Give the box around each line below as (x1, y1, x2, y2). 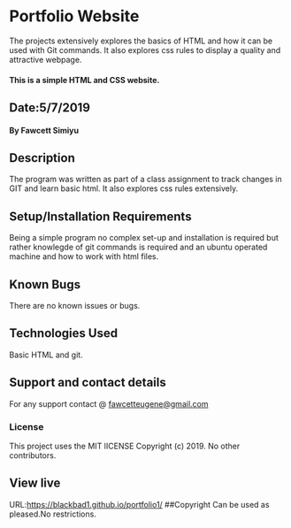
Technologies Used (9, 325, 118, 341)
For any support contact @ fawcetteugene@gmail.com (9, 398, 209, 409)
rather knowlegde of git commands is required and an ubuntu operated (9, 241, 268, 253)
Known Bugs (9, 277, 81, 292)
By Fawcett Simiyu (9, 125, 80, 135)
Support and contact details (9, 375, 166, 390)
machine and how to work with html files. (9, 251, 159, 262)
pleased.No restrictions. (9, 509, 97, 519)
